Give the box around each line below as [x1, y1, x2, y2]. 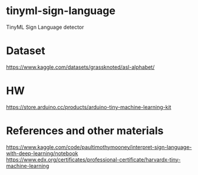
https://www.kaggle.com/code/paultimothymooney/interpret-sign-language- [6, 143, 192, 150]
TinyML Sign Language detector [6, 23, 84, 31]
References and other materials [6, 124, 164, 137]
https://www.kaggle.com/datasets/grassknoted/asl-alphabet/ [6, 63, 155, 70]
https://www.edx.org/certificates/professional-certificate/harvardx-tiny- [6, 156, 181, 163]
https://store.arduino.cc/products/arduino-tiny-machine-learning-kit [6, 103, 171, 110]
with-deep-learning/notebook [6, 150, 78, 157]
